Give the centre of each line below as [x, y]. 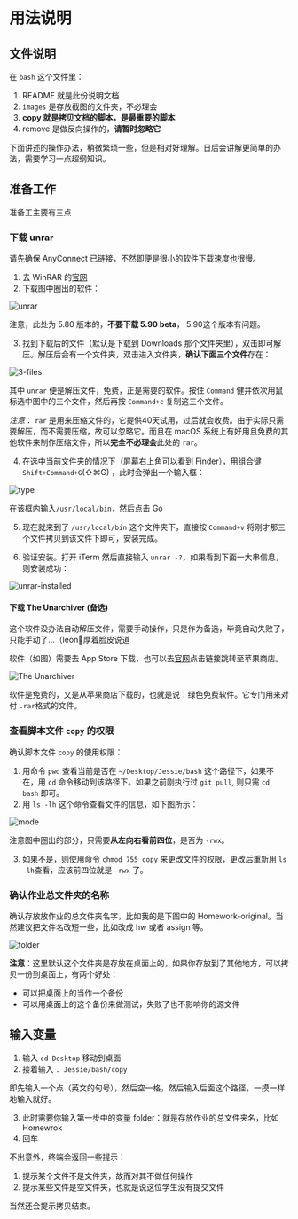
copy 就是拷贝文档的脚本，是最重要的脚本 [98, 117]
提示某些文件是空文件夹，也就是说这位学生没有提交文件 [123, 1187]
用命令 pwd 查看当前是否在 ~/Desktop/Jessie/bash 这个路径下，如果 [144, 770]
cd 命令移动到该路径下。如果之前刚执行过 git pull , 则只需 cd [159, 782]
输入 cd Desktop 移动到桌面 [71, 1058]
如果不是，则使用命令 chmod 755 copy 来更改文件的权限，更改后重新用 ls [154, 859]
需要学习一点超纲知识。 [67, 159]
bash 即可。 [43, 793]
